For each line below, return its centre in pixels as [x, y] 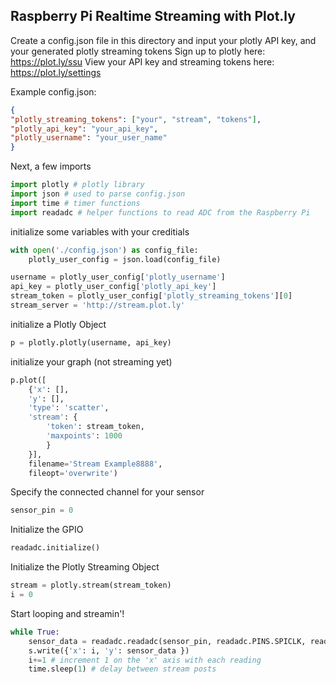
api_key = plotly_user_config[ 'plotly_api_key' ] [113, 287]
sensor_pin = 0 [42, 510]
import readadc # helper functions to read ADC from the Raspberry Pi [160, 212]
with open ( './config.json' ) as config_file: [104, 250]
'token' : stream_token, [95, 427]
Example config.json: [53, 91]
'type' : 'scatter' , [69, 408]
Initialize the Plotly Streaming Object [85, 567]
